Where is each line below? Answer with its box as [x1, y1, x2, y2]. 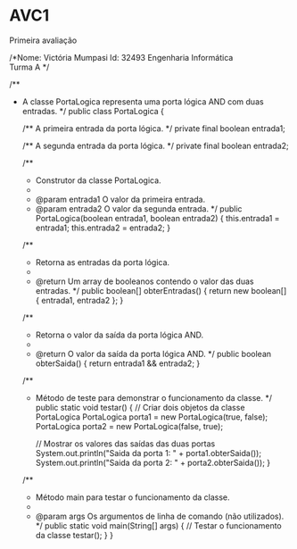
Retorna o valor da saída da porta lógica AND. [35, 329, 204, 340]
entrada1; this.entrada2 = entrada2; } [35, 222, 171, 233]
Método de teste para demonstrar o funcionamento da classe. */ [35, 392, 273, 403]
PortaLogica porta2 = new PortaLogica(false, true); [35, 420, 224, 431]
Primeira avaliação [9, 35, 78, 46]
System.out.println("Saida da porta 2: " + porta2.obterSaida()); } [35, 457, 271, 468]
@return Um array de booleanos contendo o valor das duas [35, 276, 254, 287]
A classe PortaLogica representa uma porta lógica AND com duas [21, 96, 265, 107]
